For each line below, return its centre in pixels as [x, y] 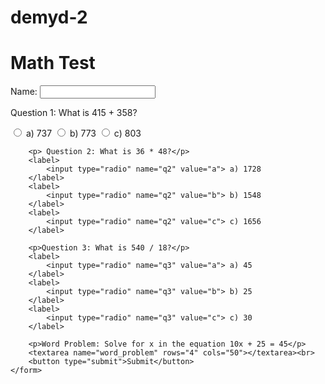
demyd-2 [49, 17]
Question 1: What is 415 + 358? [74, 113]
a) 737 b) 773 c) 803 [83, 133]
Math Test [53, 63]
